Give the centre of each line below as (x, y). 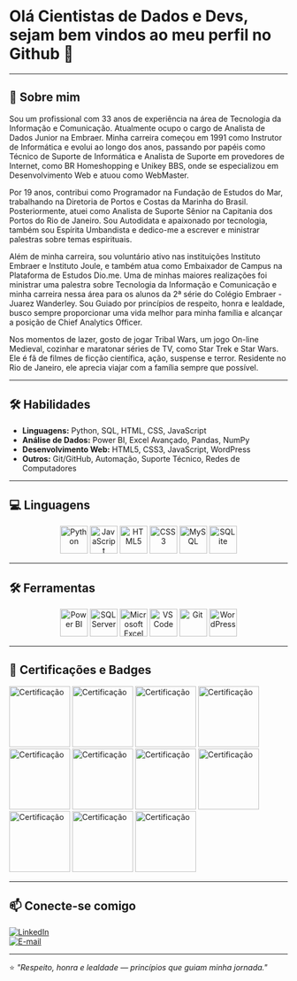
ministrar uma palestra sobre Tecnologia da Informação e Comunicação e (143, 284)
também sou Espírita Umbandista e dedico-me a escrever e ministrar (135, 230)
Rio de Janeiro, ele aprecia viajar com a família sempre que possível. (134, 367)
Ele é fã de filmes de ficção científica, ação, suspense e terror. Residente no (148, 358)
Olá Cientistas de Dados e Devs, (129, 16)
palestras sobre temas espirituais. (71, 239)
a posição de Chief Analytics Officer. (76, 322)
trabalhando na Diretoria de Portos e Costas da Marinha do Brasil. (129, 202)
